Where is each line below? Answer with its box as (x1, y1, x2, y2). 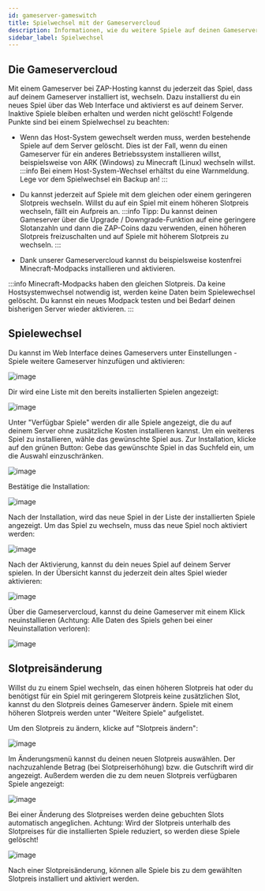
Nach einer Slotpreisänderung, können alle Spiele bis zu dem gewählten (8, 865, 242, 874)
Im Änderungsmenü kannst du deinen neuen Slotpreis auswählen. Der (8, 754, 236, 763)
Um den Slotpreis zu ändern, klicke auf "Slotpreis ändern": (8, 723, 199, 732)
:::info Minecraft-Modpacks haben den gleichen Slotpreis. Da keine (8, 279, 226, 289)
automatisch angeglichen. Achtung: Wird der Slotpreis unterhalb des (8, 818, 231, 827)
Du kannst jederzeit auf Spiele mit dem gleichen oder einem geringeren (19, 190, 252, 200)
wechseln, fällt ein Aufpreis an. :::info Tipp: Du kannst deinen (19, 207, 218, 216)
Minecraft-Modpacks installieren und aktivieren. (19, 264, 176, 273)
